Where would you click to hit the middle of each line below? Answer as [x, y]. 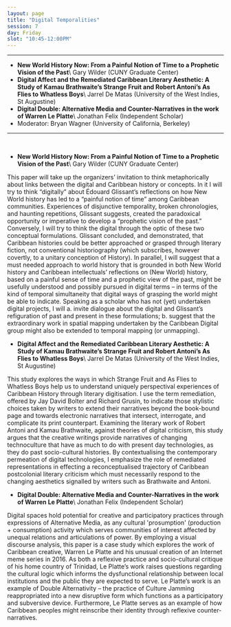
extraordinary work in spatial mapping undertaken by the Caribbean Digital [113, 323]
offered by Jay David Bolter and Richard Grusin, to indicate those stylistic [111, 401]
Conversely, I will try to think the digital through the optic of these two [106, 228]
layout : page [26, 13]
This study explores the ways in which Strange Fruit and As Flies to [102, 379]
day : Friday [24, 33]
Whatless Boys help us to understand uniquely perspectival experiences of [113, 386]
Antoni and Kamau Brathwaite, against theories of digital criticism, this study [115, 430]
